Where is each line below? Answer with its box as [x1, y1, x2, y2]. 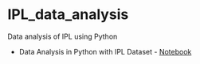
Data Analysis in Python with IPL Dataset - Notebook [18, 47, 192, 56]
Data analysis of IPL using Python [7, 32, 118, 41]
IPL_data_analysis [7, 6, 129, 24]
